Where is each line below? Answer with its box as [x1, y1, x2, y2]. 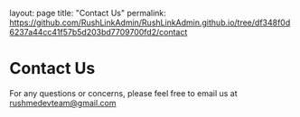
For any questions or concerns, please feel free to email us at [9, 87, 238, 98]
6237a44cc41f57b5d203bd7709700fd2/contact [9, 27, 188, 37]
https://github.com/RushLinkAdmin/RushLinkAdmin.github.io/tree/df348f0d [9, 17, 291, 28]
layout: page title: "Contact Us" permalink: [9, 8, 167, 18]
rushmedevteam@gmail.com [9, 97, 117, 108]
